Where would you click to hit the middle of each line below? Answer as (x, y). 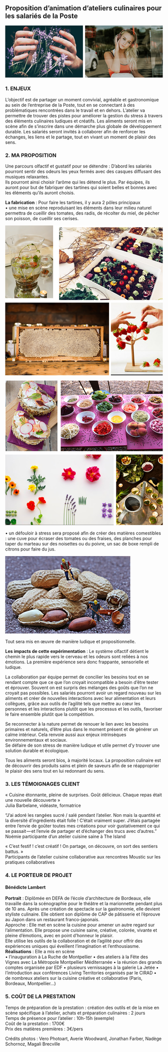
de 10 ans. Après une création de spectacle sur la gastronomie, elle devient (82, 909)
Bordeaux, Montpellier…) (30, 984)
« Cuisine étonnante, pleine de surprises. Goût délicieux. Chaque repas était (84, 795)
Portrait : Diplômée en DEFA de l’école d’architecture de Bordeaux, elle (78, 898)
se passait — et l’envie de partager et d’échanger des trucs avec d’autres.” (81, 831)
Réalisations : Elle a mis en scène (40, 952)
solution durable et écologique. (37, 751)
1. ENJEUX (18, 89)
